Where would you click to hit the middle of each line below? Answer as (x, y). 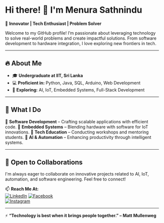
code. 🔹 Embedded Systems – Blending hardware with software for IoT (77, 127)
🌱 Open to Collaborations (44, 162)
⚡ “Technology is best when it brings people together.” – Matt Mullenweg (81, 216)
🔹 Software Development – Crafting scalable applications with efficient (77, 121)
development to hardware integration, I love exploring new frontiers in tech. (81, 43)
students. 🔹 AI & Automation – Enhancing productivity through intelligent (78, 137)
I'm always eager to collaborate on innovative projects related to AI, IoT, (77, 174)
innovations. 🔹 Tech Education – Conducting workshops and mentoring (77, 132)
